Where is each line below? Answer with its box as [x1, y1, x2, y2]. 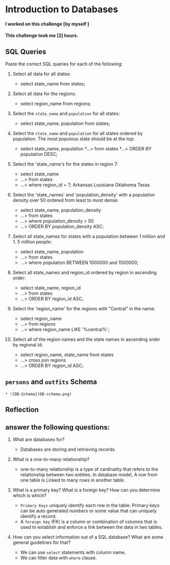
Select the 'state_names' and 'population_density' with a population [12, 192, 155, 198]
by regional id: [12, 342, 43, 348]
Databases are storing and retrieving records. [20, 446, 116, 452]
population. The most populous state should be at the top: [12, 136, 135, 142]
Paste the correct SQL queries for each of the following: [5, 61, 123, 67]
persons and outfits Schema [5, 377, 97, 386]
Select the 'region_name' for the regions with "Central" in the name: [12, 306, 156, 312]
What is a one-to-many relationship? [12, 457, 90, 463]
